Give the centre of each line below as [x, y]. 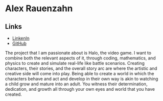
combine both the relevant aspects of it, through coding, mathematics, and [80, 58]
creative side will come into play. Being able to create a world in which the [80, 73]
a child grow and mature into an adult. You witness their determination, [76, 84]
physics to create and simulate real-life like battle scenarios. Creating [75, 63]
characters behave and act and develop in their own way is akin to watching [81, 79]
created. [13, 94]
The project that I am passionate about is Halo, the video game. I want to [78, 53]
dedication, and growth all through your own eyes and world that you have [80, 89]
